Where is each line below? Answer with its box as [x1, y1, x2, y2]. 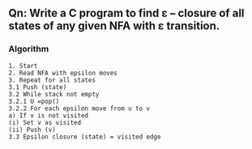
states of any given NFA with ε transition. [8, 19, 220, 33]
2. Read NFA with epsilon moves [8, 69, 117, 77]
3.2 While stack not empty [8, 90, 100, 98]
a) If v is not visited [8, 111, 89, 120]
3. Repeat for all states [8, 76, 96, 84]
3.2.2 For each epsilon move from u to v [8, 104, 151, 113]
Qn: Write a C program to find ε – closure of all [8, 6, 245, 20]
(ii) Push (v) [8, 126, 57, 134]
